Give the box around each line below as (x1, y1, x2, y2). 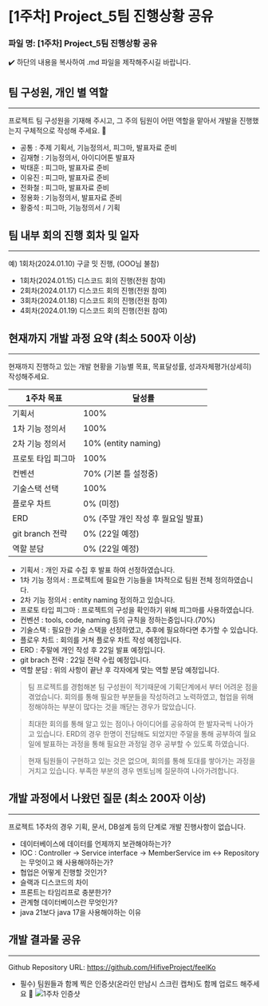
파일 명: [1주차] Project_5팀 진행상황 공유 (8, 38, 158, 49)
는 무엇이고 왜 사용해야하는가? (19, 857, 114, 867)
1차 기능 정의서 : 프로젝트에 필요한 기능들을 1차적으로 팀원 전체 (19, 575, 213, 585)
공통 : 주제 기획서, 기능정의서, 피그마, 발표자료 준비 (19, 143, 177, 153)
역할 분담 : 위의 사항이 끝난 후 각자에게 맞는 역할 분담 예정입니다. (19, 665, 219, 674)
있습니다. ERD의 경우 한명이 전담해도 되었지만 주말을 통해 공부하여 (36, 729, 242, 738)
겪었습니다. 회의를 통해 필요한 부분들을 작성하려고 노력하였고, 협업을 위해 (27, 692, 254, 701)
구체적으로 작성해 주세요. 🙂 (22, 126, 107, 136)
